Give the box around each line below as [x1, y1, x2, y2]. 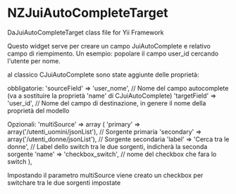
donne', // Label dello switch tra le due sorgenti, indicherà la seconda [7, 142, 208, 150]
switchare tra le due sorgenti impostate [7, 178, 121, 187]
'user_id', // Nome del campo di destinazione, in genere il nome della [7, 98, 206, 107]
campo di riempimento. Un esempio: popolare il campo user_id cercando [7, 49, 219, 58]
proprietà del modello [7, 106, 70, 115]
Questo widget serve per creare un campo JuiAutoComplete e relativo [7, 41, 211, 50]
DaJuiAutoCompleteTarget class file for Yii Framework [7, 28, 164, 37]
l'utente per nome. [7, 56, 61, 65]
